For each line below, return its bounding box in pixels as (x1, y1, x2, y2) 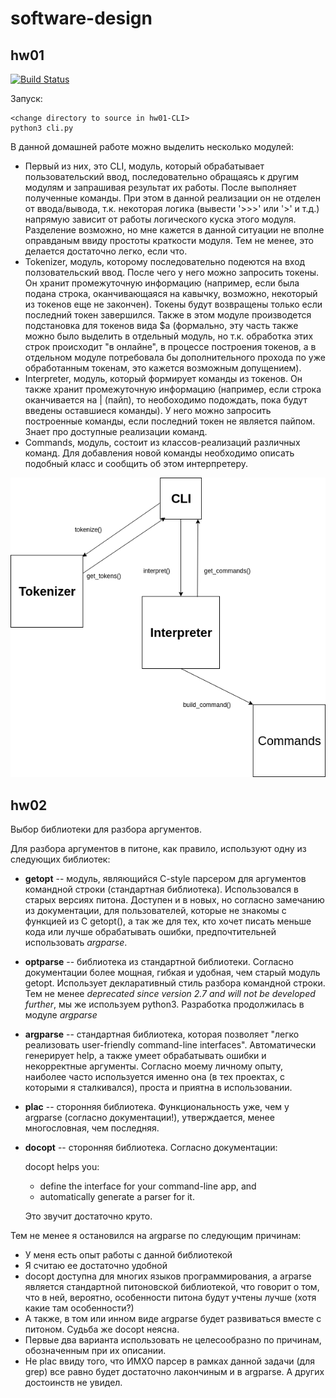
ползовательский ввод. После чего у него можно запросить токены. (24, 267, 319, 278)
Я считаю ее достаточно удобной (24, 1260, 168, 1272)
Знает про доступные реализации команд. (24, 426, 208, 437)
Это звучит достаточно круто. (24, 1210, 153, 1222)
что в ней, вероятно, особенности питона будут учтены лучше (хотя (24, 1292, 317, 1304)
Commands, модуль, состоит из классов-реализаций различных (24, 437, 301, 448)
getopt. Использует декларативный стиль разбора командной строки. (24, 977, 326, 989)
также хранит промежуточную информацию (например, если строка (24, 383, 322, 395)
